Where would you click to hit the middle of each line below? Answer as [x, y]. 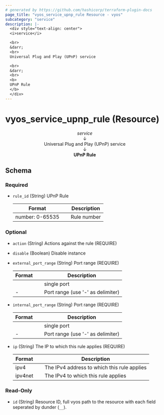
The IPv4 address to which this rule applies [96, 367]
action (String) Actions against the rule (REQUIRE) [65, 243]
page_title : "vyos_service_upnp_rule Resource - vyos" [64, 15]
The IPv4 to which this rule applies [86, 376]
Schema [18, 170]
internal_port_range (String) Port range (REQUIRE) [66, 305]
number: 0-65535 [37, 217]
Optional [16, 232]
